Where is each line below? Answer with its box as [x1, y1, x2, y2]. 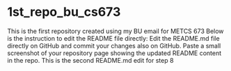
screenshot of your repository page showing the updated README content [7, 49, 222, 57]
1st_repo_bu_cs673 [7, 4, 121, 20]
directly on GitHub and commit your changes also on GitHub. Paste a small [7, 41, 221, 50]
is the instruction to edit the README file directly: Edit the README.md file [7, 34, 221, 42]
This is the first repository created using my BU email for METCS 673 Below [7, 27, 224, 35]
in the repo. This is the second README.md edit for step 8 [7, 56, 174, 64]
